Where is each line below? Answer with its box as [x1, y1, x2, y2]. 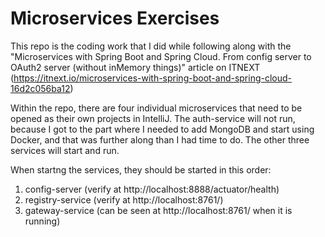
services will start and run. [10, 144, 120, 156]
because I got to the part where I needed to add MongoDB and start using [10, 123, 315, 135]
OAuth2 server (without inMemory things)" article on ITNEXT [10, 61, 261, 73]
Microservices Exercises [10, 7, 220, 30]
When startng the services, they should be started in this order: [10, 163, 272, 176]
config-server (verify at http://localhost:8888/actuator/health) [24, 183, 280, 195]
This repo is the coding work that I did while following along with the [10, 40, 292, 52]
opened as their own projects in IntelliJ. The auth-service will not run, [10, 112, 296, 124]
